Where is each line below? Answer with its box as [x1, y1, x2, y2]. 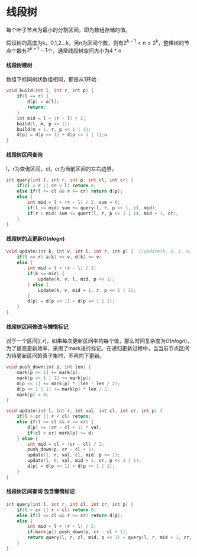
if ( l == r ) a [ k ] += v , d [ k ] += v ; [17, 254, 102, 260]
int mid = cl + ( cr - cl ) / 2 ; [27, 441, 105, 447]
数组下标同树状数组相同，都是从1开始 [6, 75, 96, 83]
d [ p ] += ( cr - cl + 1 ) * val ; [27, 424, 102, 430]
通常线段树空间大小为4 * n [57, 47, 122, 54]
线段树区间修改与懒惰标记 [6, 323, 69, 330]
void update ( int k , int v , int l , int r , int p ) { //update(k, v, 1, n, [6, 248, 192, 254]
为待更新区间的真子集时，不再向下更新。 [6, 352, 105, 360]
